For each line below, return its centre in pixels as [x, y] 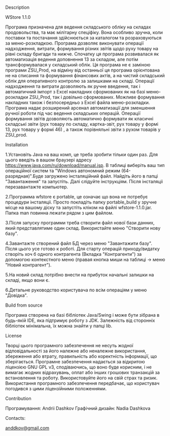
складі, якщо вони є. [27, 280]
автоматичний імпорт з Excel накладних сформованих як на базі [75, 92]
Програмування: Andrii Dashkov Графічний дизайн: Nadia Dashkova [78, 408]
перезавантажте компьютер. [37, 187]
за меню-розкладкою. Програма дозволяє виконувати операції [75, 43]
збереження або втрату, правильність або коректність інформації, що [81, 356]
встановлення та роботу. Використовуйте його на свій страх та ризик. [81, 378]
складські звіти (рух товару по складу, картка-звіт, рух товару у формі [82, 124]
